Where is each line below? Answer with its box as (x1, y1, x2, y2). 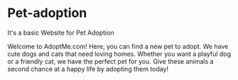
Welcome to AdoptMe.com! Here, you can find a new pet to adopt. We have (7, 42, 229, 50)
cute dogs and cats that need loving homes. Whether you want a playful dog (7, 50, 232, 58)
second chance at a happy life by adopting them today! (7, 64, 169, 73)
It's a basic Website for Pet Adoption (7, 28, 115, 37)
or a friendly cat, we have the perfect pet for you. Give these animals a (7, 57, 214, 65)
